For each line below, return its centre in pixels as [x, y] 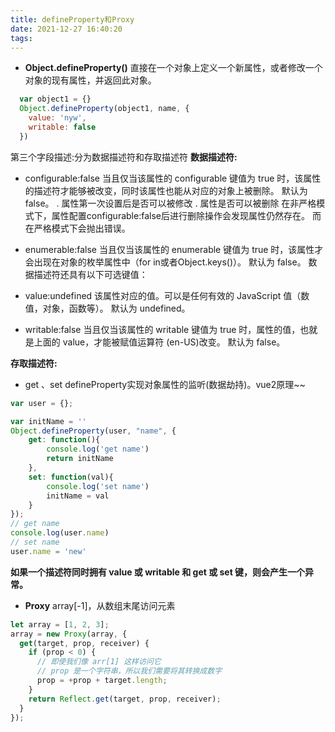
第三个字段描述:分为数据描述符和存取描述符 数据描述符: [124, 157]
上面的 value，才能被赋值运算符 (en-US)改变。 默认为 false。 [159, 342]
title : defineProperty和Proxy [72, 19]
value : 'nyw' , [57, 118]
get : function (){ [64, 440]
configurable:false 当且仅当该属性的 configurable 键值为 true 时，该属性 [173, 178]
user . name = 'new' [48, 551]
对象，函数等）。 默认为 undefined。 [116, 308]
